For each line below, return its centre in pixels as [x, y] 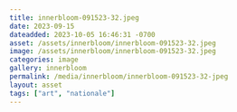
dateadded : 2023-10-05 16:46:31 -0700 [82, 34]
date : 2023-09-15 [42, 26]
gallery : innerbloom [48, 69]
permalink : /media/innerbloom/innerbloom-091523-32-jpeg [119, 77]
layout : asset [36, 85]
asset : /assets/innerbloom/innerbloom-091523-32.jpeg [113, 43]
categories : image [44, 60]
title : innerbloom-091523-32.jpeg [75, 18]
